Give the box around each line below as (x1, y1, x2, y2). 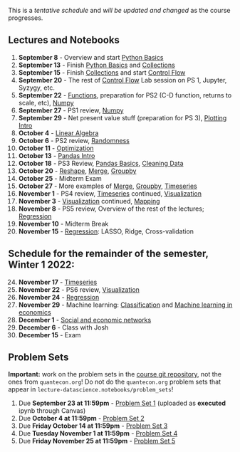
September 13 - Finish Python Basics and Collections (18, 61, 175, 69)
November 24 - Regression (18, 293, 100, 301)
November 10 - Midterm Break (18, 219, 109, 228)
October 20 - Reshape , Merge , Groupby (18, 167, 137, 175)
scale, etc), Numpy (18, 98, 74, 107)
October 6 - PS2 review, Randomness (18, 136, 130, 144)
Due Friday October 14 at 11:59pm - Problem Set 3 (18, 421, 168, 430)
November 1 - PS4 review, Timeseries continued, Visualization (18, 189, 202, 198)
